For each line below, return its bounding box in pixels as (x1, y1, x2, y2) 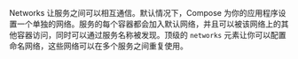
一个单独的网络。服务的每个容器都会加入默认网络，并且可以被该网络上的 (16, 18, 281, 29)
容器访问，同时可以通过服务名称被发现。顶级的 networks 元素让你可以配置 (16, 30, 286, 40)
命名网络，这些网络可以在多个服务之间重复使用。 (9, 41, 188, 51)
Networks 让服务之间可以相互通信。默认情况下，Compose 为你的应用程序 (9, 8, 278, 18)
